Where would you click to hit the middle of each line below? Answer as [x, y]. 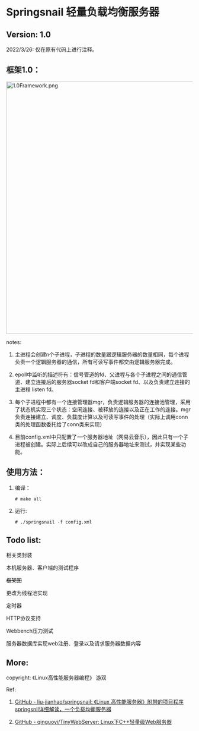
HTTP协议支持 [24, 618]
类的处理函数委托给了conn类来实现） [60, 424]
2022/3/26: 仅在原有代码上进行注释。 [52, 49]
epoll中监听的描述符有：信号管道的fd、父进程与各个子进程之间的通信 [98, 374]
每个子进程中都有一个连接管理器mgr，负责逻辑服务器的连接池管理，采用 [102, 402]
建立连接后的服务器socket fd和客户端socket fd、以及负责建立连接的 [108, 382]
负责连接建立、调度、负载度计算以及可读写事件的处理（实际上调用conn [101, 417]
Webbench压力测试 [30, 631]
